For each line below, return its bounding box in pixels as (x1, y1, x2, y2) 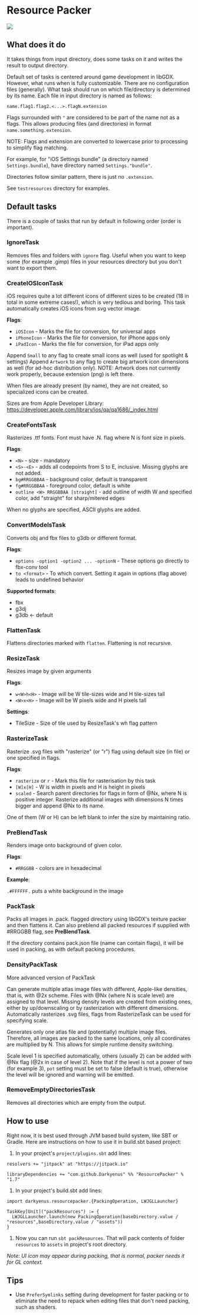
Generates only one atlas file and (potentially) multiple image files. (6, 1028, 167, 1035)
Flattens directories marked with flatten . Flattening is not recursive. (6, 640, 173, 647)
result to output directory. (6, 61, 69, 68)
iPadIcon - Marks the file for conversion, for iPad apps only (15, 341, 159, 348)
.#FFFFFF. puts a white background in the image (6, 887, 124, 894)
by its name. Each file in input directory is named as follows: (6, 92, 153, 99)
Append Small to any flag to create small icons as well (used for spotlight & (6, 352, 189, 359)
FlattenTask (6, 626, 41, 634)
